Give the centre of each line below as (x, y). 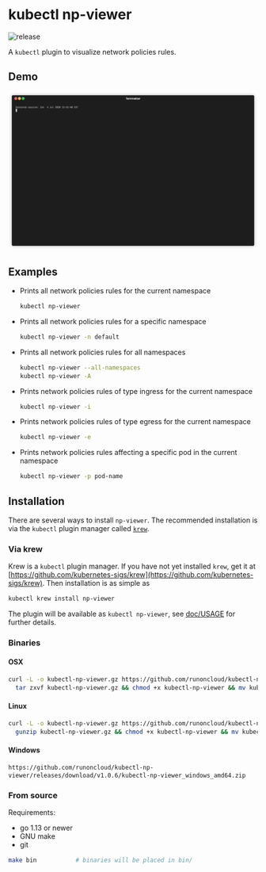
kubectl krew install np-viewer (61, 599)
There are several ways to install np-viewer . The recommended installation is (133, 520)
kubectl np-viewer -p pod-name (71, 476)
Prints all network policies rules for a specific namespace (113, 321)
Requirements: (32, 813)
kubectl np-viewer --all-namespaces (80, 367)
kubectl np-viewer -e (55, 438)
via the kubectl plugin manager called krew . (79, 528)
